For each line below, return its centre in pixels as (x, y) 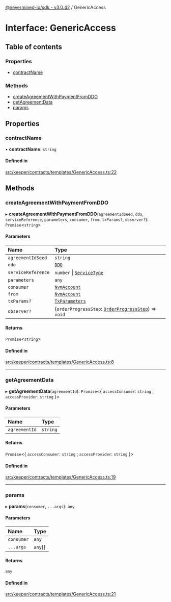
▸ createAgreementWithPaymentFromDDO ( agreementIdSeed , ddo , (75, 214)
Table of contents (34, 47)
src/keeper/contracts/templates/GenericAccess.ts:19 (61, 477)
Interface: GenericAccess (61, 28)
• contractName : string (31, 149)
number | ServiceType (79, 272)
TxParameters (70, 301)
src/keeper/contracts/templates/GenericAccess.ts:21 (61, 594)
